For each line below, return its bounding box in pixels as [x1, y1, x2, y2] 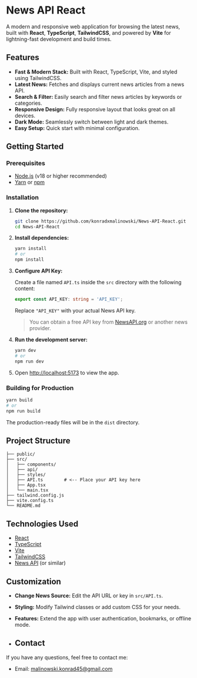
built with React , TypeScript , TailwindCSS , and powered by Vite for [6, 29, 172, 36]
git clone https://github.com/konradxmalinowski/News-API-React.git [14, 218, 186, 224]
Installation [6, 194, 39, 202]
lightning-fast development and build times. [6, 35, 112, 42]
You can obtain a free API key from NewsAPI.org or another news [29, 318, 188, 325]
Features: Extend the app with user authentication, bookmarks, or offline [14, 614, 192, 621]
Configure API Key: [14, 267, 63, 274]
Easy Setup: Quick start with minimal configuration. [14, 124, 140, 131]
